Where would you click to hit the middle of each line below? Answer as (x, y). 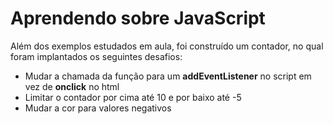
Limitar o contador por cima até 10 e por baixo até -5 (133, 97)
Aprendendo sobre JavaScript (138, 18)
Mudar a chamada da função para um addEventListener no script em (168, 76)
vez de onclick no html (72, 86)
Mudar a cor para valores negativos (98, 108)
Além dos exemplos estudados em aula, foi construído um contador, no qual (167, 46)
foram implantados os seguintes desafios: (96, 56)
